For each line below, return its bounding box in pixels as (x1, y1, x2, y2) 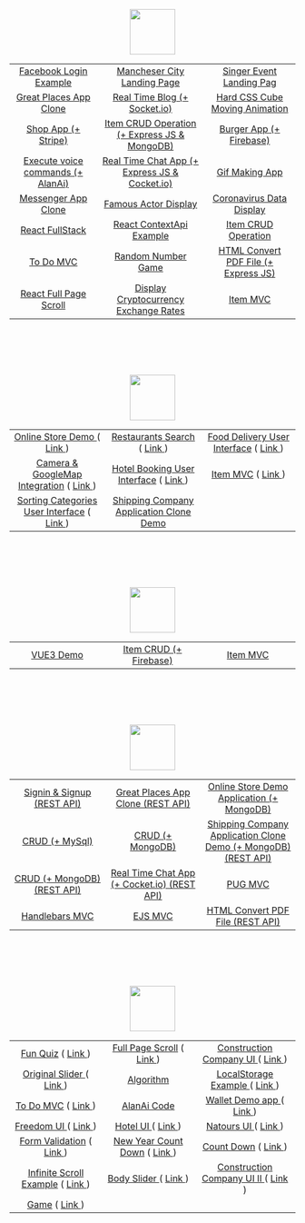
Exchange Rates (116, 304, 185, 317)
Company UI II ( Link (202, 1172, 289, 1185)
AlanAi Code (121, 1099, 175, 1112)
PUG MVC (226, 878, 270, 890)
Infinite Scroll (27, 1167, 84, 1178)
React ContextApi (113, 218, 189, 231)
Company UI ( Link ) (202, 1053, 288, 1065)
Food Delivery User (207, 431, 290, 442)
